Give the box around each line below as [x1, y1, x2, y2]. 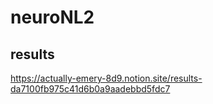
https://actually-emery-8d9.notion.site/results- [10, 72, 203, 84]
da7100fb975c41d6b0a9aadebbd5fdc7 [10, 83, 171, 95]
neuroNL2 [10, 6, 95, 29]
